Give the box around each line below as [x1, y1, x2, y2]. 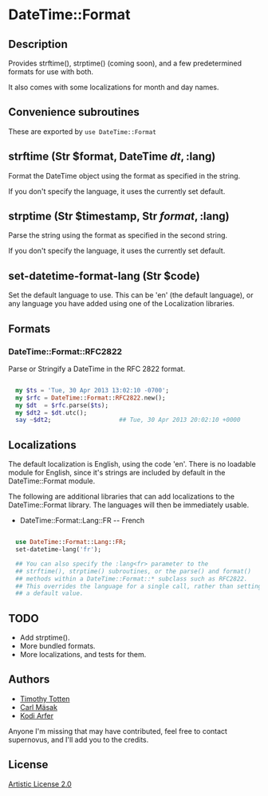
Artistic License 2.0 [8, 779, 72, 789]
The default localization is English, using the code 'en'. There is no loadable [8, 459, 257, 469]
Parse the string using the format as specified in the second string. [8, 231, 228, 240]
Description [8, 37, 68, 51]
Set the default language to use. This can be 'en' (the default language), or [8, 290, 254, 300]
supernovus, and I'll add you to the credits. [8, 735, 149, 744]
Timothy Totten [19, 694, 70, 703]
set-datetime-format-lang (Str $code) [8, 269, 201, 282]
